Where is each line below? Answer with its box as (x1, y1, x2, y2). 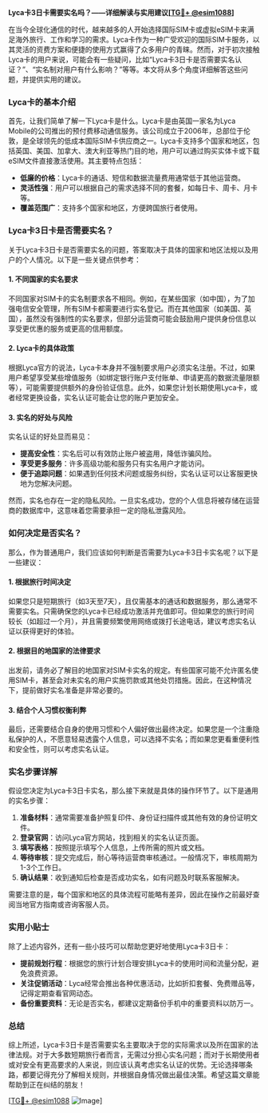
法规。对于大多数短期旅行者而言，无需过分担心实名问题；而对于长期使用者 (14, 1050, 260, 1059)
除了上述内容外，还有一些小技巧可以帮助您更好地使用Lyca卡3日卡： (8, 941, 231, 951)
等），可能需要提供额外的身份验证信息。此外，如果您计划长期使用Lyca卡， (8, 383, 251, 392)
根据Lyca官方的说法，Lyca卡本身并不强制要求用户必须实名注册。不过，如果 (8, 363, 256, 372)
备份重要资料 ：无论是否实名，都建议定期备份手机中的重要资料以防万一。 (19, 998, 258, 1008)
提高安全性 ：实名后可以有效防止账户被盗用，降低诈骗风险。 (19, 449, 216, 459)
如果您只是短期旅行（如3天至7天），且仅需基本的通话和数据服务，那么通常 (8, 596, 251, 606)
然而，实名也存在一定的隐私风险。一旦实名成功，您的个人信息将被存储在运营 (8, 495, 260, 506)
